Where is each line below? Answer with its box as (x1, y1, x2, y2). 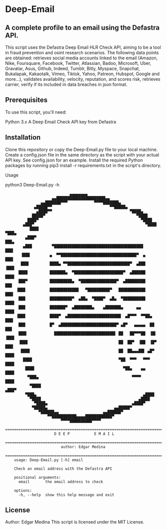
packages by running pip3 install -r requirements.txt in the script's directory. (5, 162, 162, 168)
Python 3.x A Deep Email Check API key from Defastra (5, 119, 116, 125)
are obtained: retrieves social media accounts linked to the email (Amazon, (5, 55, 158, 61)
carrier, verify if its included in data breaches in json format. (5, 81, 128, 87)
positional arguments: (14, 475, 61, 480)
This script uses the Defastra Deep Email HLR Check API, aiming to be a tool (5, 44, 162, 50)
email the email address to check (18, 479, 103, 484)
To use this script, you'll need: (5, 109, 67, 115)
